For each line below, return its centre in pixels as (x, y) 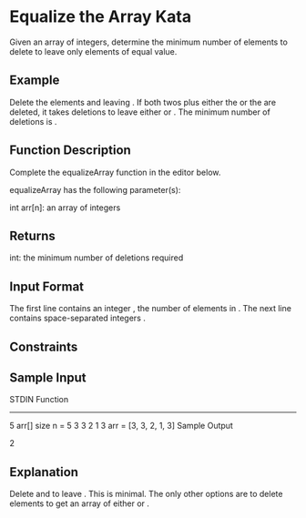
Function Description (71, 151)
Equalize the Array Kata (101, 17)
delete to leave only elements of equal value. (93, 51)
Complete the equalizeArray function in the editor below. (115, 172)
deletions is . (33, 121)
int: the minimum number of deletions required (97, 258)
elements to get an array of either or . (80, 503)
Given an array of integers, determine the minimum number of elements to (149, 42)
